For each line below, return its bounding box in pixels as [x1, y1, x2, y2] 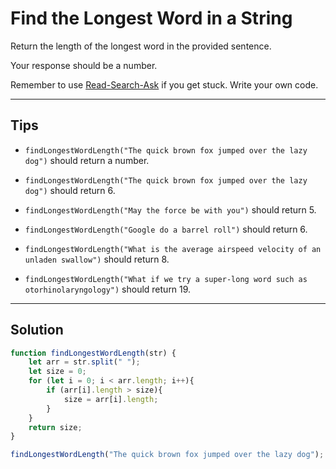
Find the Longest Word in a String [10, 7, 293, 30]
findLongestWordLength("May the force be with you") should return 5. [24, 203, 317, 216]
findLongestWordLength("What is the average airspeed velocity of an [24, 244, 322, 254]
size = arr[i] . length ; [63, 394, 159, 404]
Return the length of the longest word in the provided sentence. [10, 40, 272, 52]
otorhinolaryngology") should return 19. [24, 283, 192, 295]
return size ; [28, 422, 83, 432]
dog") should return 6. [24, 184, 116, 196]
